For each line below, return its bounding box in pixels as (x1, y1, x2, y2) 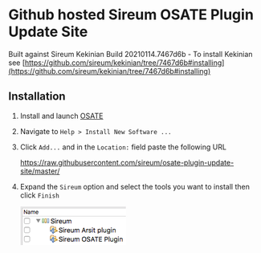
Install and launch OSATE (19, 111, 104, 120)
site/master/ (19, 166, 60, 176)
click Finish (19, 190, 60, 200)
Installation (8, 90, 66, 104)
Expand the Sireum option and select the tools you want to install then (19, 182, 251, 191)
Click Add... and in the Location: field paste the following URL (19, 142, 227, 152)
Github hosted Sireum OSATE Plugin (8, 6, 255, 24)
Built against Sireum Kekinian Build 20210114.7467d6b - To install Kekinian (8, 49, 253, 59)
